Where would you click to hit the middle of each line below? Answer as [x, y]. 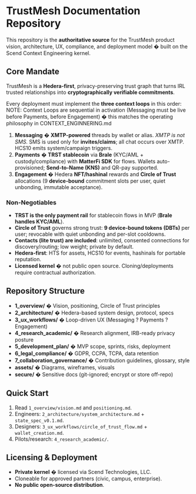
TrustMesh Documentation [73, 11]
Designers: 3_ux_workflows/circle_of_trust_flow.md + [81, 426]
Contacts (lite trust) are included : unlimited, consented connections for [102, 240]
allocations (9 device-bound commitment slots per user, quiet [90, 181]
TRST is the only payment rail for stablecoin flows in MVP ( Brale [93, 215]
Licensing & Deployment [52, 458]
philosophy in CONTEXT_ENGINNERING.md [59, 123]
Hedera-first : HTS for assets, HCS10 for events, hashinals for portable [100, 253]
